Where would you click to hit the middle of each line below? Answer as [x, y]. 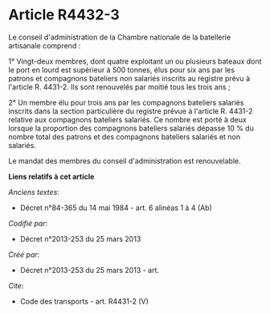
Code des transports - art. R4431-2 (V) [84, 301]
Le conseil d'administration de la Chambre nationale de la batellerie [120, 37]
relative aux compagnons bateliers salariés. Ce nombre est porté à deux [127, 119]
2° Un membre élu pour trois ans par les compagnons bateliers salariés [126, 102]
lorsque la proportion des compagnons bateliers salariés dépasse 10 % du [131, 128]
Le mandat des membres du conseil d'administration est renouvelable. [125, 161]
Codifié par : [28, 223]
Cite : [16, 285]
